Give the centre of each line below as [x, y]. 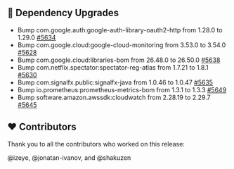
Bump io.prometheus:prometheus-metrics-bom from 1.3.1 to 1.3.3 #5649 [122, 89]
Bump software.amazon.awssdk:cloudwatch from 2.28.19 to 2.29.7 [114, 97]
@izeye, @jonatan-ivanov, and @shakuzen [69, 157]
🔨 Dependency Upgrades [63, 13]
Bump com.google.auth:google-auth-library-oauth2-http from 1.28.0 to [120, 30]
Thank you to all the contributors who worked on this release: [96, 144]
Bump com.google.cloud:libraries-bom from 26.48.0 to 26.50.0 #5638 [119, 60]
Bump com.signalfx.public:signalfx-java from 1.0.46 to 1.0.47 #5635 [115, 82]
